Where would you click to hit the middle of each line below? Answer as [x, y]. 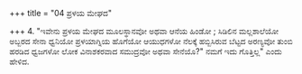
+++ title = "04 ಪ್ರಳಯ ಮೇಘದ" [61, 13]
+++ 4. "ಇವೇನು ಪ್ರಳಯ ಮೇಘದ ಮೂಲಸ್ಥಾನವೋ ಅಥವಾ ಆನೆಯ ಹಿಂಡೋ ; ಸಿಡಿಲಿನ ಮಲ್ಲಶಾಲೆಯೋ [144, 31]
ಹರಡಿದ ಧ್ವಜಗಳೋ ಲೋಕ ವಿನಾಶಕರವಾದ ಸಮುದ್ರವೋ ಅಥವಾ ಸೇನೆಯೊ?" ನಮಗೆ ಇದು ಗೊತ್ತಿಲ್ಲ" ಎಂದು [146, 51]
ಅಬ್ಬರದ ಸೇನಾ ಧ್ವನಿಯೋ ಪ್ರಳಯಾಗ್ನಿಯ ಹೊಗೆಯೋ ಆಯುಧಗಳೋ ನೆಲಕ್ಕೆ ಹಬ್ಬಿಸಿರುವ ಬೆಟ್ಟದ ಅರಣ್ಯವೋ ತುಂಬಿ [151, 41]
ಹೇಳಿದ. [19, 61]
